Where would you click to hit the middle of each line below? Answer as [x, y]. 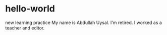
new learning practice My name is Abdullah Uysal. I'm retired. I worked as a [84, 22]
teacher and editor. [25, 27]
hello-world [30, 9]
